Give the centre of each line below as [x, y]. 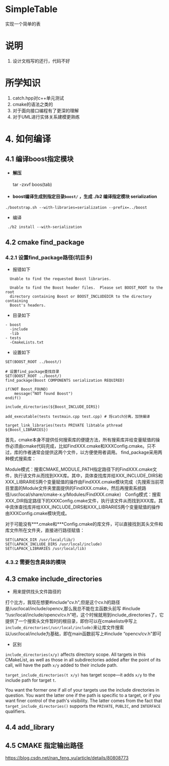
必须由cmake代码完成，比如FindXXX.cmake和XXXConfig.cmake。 [78, 446]
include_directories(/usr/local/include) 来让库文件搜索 [65, 628]
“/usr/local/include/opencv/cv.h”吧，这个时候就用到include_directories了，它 [84, 615]
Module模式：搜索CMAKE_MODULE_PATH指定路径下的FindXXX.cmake [79, 469]
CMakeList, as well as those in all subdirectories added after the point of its [83, 660]
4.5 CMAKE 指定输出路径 [45, 746]
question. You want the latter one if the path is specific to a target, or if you [83, 696]
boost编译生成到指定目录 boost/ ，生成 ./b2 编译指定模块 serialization [85, 197]
